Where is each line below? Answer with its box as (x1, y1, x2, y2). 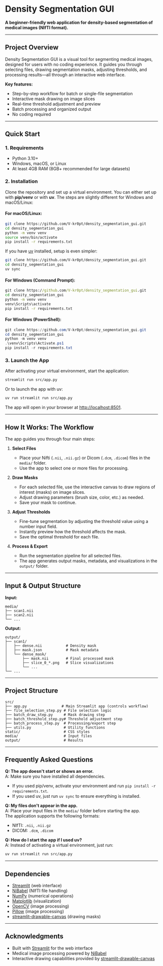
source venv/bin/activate (5, 235, 57, 240)
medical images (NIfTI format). (5, 24, 69, 30)
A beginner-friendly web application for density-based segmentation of (5, 19, 153, 25)
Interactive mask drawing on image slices (12, 96, 96, 102)
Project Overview (5, 43, 59, 52)
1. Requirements (5, 144, 44, 151)
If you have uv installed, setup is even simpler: (5, 248, 98, 254)
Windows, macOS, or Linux (12, 161, 66, 166)
